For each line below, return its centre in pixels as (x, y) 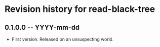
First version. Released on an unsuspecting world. (63, 39)
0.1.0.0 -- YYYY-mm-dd (42, 27)
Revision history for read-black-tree (80, 9)
